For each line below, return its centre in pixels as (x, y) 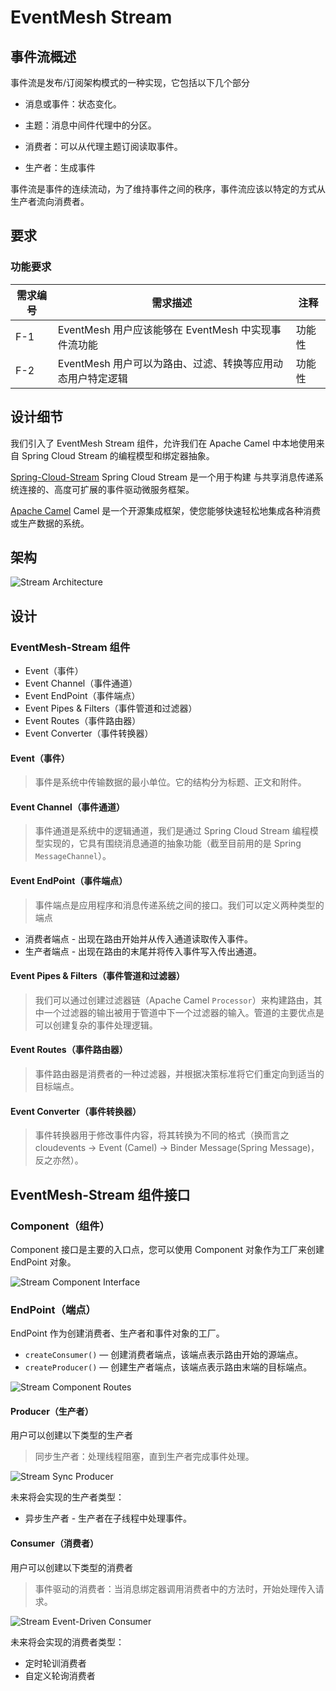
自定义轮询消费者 (60, 1675)
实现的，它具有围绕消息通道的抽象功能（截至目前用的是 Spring (172, 843)
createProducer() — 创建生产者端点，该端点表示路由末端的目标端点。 (168, 1367)
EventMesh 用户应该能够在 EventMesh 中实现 (164, 329)
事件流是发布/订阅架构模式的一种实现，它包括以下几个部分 (130, 82)
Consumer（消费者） (55, 1543)
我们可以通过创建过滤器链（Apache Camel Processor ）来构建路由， (174, 1000)
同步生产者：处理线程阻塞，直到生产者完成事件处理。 (144, 1457)
